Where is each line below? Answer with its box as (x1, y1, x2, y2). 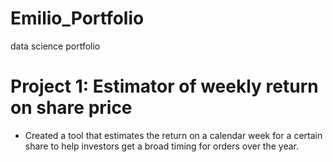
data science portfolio (10, 40, 101, 52)
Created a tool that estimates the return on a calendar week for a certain (24, 129, 323, 141)
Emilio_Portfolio (10, 7, 145, 30)
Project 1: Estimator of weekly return (10, 75, 319, 98)
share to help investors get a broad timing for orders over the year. (24, 140, 299, 152)
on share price (10, 97, 133, 119)
